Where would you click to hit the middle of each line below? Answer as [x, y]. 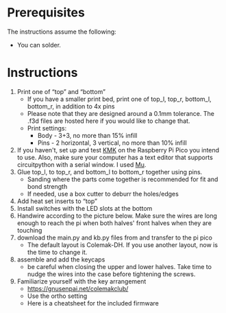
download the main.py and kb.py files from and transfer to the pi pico [114, 237]
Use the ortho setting [57, 296]
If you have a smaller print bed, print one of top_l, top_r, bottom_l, [119, 99]
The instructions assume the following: [62, 32]
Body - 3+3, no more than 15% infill [87, 135]
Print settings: [47, 128]
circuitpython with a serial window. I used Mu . [81, 164]
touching [29, 230]
